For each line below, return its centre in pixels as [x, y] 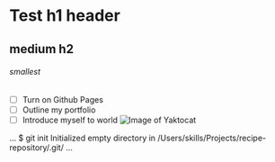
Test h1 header [65, 16]
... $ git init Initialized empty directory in [82, 138]
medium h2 [42, 49]
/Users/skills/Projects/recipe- [212, 138]
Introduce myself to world [70, 120]
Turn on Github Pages [62, 99]
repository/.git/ [37, 147]
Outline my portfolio [59, 110]
